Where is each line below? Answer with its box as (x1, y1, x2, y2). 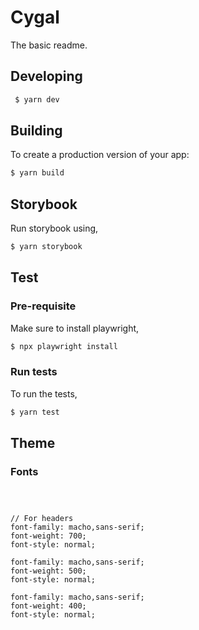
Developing (10, 68, 83, 85)
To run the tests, (10, 387, 78, 400)
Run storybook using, (10, 222, 99, 235)
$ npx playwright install (10, 341, 118, 351)
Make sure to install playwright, (10, 322, 140, 334)
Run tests (10, 365, 58, 379)
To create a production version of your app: (10, 149, 190, 161)
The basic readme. (10, 39, 88, 51)
